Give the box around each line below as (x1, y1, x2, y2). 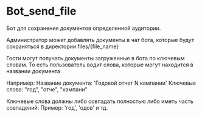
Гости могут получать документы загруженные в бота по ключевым (6, 54, 185, 62)
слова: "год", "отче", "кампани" (6, 85, 88, 93)
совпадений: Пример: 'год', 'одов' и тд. (6, 104, 108, 111)
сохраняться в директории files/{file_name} (6, 43, 119, 50)
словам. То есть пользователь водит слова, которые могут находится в (6, 61, 193, 68)
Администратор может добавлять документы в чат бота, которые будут (6, 36, 195, 43)
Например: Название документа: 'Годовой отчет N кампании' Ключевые (6, 79, 197, 87)
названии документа (6, 67, 61, 74)
